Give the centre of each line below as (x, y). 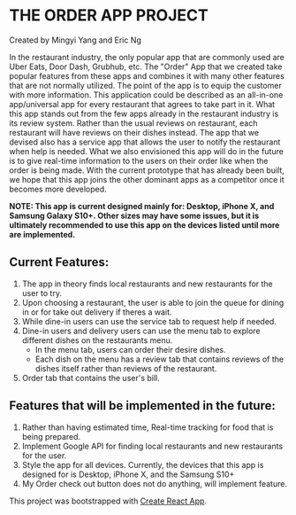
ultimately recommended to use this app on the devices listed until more (144, 225)
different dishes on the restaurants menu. (97, 340)
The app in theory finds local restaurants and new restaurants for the (148, 284)
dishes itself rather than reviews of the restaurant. (126, 368)
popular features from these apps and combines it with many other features (147, 75)
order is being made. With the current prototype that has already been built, (147, 170)
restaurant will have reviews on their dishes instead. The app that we (134, 132)
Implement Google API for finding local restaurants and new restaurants (152, 446)
